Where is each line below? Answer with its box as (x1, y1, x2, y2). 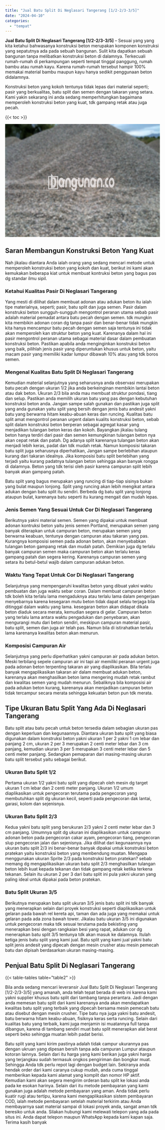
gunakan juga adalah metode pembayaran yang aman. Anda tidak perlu (5, 1088, 150, 1094)
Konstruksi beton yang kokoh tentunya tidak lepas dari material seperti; (5, 84, 149, 90)
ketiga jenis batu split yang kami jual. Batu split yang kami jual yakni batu (5, 936, 152, 942)
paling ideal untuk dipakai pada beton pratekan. (5, 876, 102, 882)
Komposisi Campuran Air (5, 642, 66, 649)
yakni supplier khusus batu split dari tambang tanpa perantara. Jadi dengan (5, 995, 158, 1001)
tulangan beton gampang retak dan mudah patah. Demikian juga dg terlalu (5, 544, 156, 549)
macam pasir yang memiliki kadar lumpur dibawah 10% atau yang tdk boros (5, 351, 159, 357)
